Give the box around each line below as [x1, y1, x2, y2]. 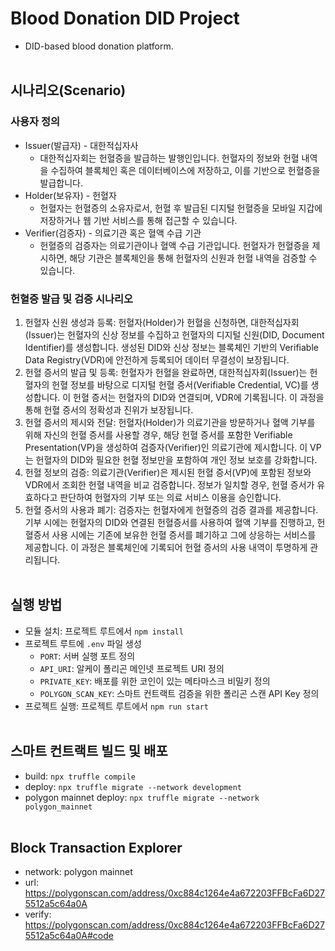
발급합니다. [39, 177, 84, 189]
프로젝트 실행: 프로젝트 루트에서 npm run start [24, 700, 209, 712]
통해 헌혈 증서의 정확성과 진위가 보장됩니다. [24, 403, 194, 416]
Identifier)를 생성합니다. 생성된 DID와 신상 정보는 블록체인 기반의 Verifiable [24, 341, 319, 353]
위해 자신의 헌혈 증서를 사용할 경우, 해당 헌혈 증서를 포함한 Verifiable [24, 428, 293, 441]
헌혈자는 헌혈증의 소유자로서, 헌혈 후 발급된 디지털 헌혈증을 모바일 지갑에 [39, 202, 323, 214]
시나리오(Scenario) [10, 82, 127, 99]
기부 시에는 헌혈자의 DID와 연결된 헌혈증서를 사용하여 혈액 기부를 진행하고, [24, 516, 315, 528]
